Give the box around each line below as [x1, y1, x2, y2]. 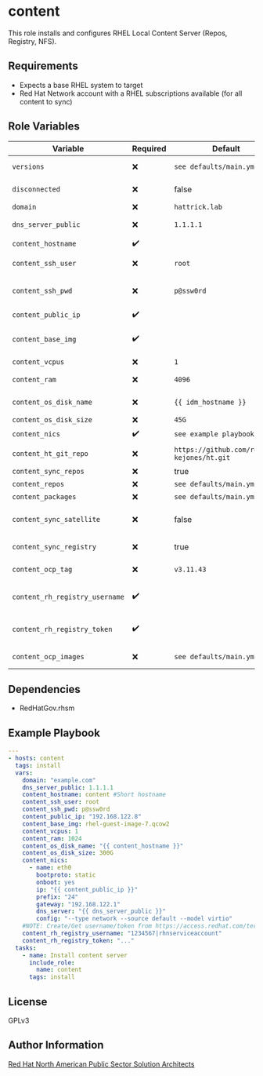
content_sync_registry [12, 542, 96, 551]
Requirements [8, 60, 78, 73]
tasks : [15, 944, 37, 952]
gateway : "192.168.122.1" [36, 900, 121, 908]
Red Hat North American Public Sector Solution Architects [8, 1059, 195, 1069]
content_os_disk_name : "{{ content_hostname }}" [22, 842, 184, 850]
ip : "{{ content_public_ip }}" [36, 885, 139, 893]
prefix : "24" [36, 893, 79, 901]
